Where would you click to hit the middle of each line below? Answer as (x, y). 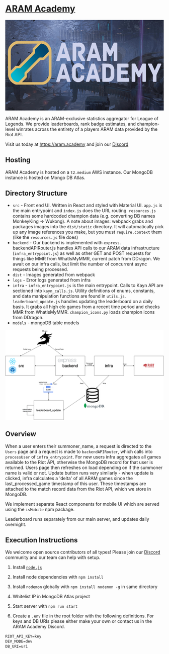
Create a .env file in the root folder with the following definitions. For (83, 616)
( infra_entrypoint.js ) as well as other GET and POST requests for (81, 253)
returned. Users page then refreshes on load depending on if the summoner (84, 468)
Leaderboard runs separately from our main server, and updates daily (77, 519)
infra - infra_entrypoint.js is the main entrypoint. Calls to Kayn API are (88, 286)
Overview (21, 434)
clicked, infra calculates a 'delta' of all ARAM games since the (69, 478)
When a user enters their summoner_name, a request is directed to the (78, 446)
